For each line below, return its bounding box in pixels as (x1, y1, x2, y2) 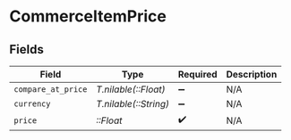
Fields (9, 42, 45, 57)
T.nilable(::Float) (95, 83, 166, 95)
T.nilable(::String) (95, 98, 170, 110)
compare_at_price (13, 85, 88, 95)
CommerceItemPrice (9, 6, 167, 27)
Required (177, 69, 218, 80)
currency (13, 99, 51, 109)
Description (226, 69, 278, 80)
